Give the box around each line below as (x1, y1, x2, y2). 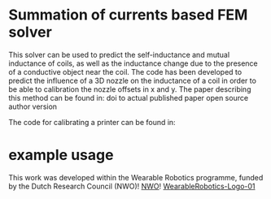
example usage (8, 146, 114, 164)
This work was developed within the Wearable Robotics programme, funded (8, 172, 264, 182)
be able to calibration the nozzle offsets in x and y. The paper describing (8, 84, 251, 94)
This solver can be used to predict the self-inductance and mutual (8, 50, 230, 59)
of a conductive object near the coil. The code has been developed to (8, 67, 243, 76)
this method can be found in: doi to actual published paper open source (8, 93, 249, 102)
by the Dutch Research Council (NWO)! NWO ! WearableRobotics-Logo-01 (8, 181, 256, 191)
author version (8, 102, 58, 111)
